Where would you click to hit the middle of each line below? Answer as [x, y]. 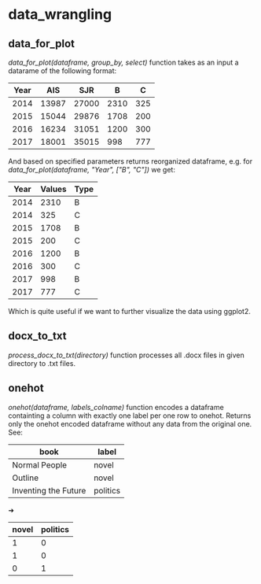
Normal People [40, 464]
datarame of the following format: [62, 71]
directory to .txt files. [42, 363]
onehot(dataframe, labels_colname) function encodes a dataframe [116, 407]
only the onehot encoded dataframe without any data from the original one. [130, 423]
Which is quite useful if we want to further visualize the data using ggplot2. [130, 311]
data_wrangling [60, 15]
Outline [26, 478]
